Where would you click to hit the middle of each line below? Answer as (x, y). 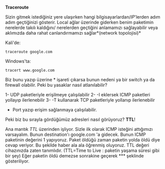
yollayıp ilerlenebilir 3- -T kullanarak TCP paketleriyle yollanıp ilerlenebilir (80, 100)
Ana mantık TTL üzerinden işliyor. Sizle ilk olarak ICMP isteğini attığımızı (79, 129)
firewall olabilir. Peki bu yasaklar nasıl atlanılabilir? (56, 85)
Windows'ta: (18, 61)
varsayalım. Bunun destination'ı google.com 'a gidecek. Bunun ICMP (75, 134)
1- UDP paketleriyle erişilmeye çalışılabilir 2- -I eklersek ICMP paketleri (78, 95)
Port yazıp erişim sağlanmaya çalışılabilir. (55, 110)
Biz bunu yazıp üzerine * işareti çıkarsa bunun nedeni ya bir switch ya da (80, 79)
